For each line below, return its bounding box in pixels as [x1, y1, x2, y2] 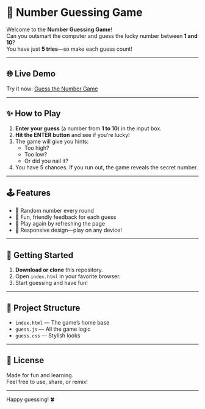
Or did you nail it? [24, 157, 69, 164]
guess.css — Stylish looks [15, 332, 81, 339]
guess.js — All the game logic [15, 325, 91, 333]
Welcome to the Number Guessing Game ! [6, 26, 113, 33]
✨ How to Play [6, 108, 61, 119]
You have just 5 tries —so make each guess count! [6, 45, 133, 53]
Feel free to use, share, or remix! [6, 378, 88, 385]
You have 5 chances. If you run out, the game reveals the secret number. [15, 163, 198, 171]
